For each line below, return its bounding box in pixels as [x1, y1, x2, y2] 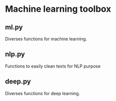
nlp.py [5, 50, 25, 58]
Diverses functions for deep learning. [5, 90, 80, 96]
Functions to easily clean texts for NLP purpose [5, 63, 101, 69]
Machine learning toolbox [5, 3, 112, 15]
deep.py [5, 77, 31, 86]
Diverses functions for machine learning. [5, 36, 87, 42]
